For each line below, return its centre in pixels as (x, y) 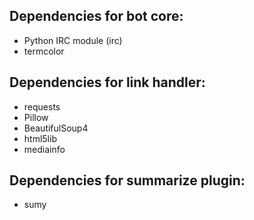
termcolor (44, 51)
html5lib (40, 138)
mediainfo (44, 149)
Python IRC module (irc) (73, 40)
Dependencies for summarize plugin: (127, 180)
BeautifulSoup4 (56, 128)
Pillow (36, 117)
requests (42, 106)
